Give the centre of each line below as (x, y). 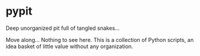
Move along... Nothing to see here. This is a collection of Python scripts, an (100, 40)
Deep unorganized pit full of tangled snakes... (63, 28)
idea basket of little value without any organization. (69, 46)
